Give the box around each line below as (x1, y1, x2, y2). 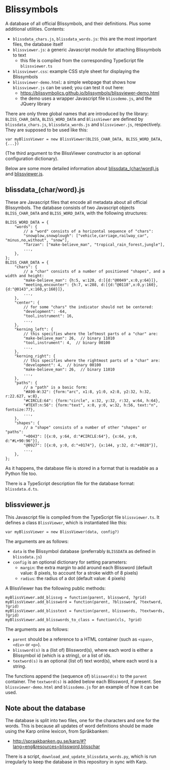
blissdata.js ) (12, 553, 42, 560)
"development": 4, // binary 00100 (23, 362, 101, 367)
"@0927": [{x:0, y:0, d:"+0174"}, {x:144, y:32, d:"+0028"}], (23, 442, 158, 448)
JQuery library (20, 100, 51, 107)
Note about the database (5, 704, 86, 712)
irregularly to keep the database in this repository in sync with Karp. (5, 759, 148, 765)
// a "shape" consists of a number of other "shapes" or (23, 424, 147, 430)
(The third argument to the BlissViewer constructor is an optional (5, 150, 141, 156)
